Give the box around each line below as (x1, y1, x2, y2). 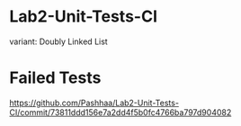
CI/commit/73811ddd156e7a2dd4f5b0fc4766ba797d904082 (9, 106, 232, 118)
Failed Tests (9, 67, 102, 88)
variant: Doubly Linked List (9, 36, 108, 47)
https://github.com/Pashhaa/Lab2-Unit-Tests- (9, 97, 180, 108)
